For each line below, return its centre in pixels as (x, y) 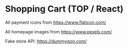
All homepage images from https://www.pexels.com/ (59, 32)
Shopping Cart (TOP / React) (64, 9)
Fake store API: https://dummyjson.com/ (46, 41)
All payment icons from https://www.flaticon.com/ (56, 22)
